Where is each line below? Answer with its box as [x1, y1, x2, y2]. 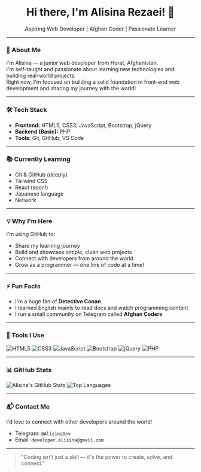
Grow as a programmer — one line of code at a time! [14, 261, 145, 269]
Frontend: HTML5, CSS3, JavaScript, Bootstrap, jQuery [14, 121, 152, 129]
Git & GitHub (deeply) [14, 170, 68, 178]
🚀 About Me [6, 45, 41, 54]
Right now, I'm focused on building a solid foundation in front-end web [6, 78, 179, 86]
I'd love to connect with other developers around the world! [6, 418, 153, 425]
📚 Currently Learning [6, 155, 71, 163]
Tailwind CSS [14, 177, 48, 184]
